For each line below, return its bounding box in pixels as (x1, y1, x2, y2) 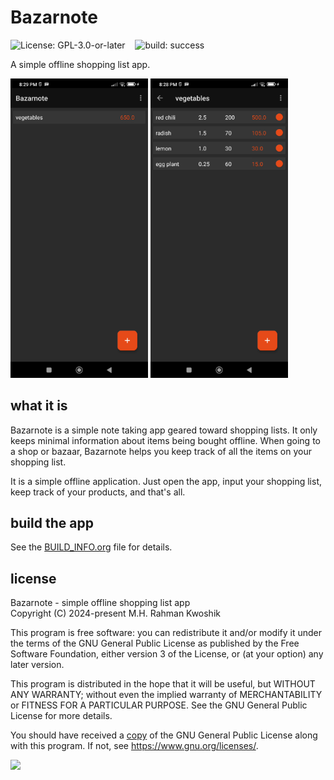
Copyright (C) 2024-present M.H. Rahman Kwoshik (10, 607, 221, 620)
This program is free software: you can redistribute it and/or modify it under (10, 627, 322, 639)
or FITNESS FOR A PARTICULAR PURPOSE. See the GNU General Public (10, 699, 308, 711)
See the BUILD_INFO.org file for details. (10, 541, 173, 553)
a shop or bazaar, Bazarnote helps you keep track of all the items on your (10, 445, 312, 457)
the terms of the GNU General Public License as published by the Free (10, 637, 300, 650)
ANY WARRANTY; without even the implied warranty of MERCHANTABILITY (10, 689, 323, 701)
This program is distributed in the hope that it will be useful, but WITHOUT (10, 678, 316, 690)
